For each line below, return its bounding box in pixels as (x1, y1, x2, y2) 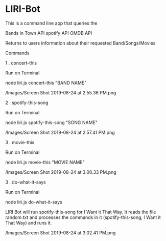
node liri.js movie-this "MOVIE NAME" (5, 159, 85, 165)
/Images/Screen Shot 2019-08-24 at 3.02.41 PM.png (5, 229, 116, 236)
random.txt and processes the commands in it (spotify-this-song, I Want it (5, 214, 161, 220)
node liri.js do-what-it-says (5, 198, 62, 205)
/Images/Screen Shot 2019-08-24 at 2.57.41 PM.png (5, 129, 115, 135)
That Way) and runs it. (5, 219, 52, 226)
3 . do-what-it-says (5, 179, 46, 185)
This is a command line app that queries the (5, 20, 98, 26)
